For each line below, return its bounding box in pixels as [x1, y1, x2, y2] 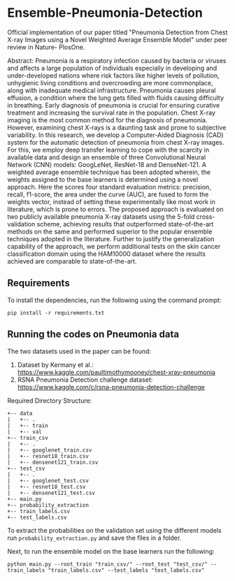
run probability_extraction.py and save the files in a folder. [7, 533, 182, 542]
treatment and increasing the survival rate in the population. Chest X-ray [7, 108, 215, 117]
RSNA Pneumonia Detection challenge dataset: [17, 375, 153, 384]
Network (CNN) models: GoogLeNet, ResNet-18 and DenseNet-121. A [7, 160, 206, 168]
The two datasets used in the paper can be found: [7, 347, 152, 355]
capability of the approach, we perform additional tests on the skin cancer [7, 242, 221, 250]
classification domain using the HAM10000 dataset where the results [7, 250, 206, 258]
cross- [196, 212, 215, 221]
